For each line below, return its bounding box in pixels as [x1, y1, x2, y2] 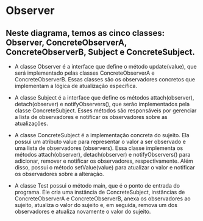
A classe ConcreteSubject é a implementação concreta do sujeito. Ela [14, 132, 190, 138]
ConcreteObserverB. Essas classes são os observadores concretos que [14, 76, 196, 83]
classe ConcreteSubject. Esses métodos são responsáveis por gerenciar [14, 107, 197, 114]
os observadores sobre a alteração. [14, 171, 104, 177]
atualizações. [14, 120, 48, 127]
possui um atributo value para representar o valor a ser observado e [14, 138, 187, 145]
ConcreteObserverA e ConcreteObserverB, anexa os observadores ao [14, 195, 191, 202]
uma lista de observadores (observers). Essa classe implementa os [14, 144, 183, 152]
